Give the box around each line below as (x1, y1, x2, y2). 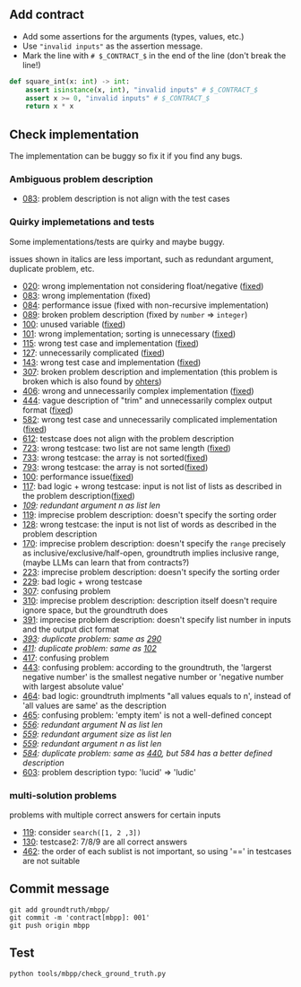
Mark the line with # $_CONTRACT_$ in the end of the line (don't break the (21, 49, 287, 61)
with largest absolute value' (21, 681, 125, 692)
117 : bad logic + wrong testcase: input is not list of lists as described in (21, 480, 282, 492)
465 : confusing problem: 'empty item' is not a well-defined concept (21, 709, 272, 721)
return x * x (25, 102, 74, 111)
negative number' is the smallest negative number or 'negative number (21, 671, 284, 682)
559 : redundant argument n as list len (21, 738, 162, 748)
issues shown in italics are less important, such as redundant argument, (9, 253, 274, 264)
